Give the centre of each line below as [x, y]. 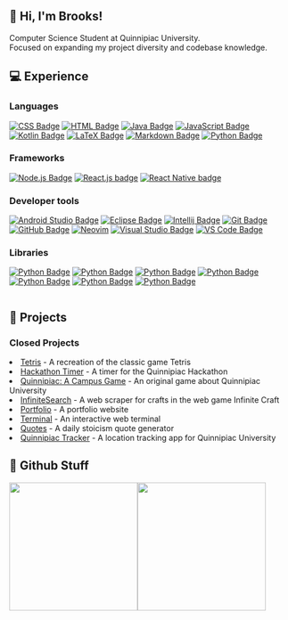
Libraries [29, 253]
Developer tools [45, 200]
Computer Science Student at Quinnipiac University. [105, 37]
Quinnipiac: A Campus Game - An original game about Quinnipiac [141, 381]
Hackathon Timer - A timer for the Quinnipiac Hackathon [124, 371]
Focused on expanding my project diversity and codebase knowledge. [138, 47]
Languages [34, 106]
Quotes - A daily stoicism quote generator [98, 428]
